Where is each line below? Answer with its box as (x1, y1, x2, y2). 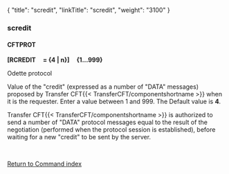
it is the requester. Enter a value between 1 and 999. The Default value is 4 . (7, 97, 221, 106)
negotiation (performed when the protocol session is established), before (7, 125, 216, 134)
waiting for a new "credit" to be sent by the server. (7, 133, 151, 141)
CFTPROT (7, 40, 36, 49)
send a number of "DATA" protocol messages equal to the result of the (7, 118, 208, 127)
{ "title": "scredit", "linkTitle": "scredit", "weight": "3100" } (7, 6, 171, 14)
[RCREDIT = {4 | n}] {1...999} (7, 55, 103, 64)
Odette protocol (7, 69, 53, 78)
